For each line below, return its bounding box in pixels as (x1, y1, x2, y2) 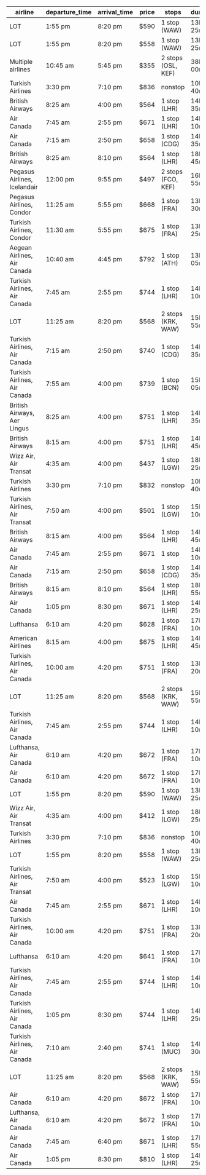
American (9, 634, 38, 642)
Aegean (9, 243, 32, 251)
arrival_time (97, 8, 134, 16)
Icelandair (9, 183, 38, 191)
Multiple (9, 58, 33, 66)
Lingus (9, 424, 29, 432)
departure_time (45, 8, 92, 16)
